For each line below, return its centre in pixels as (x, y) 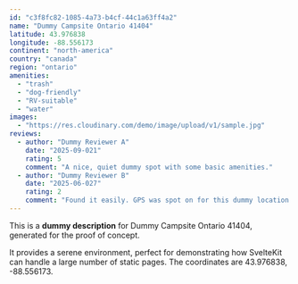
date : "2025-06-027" (63, 184)
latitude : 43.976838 (48, 34)
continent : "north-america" (62, 51)
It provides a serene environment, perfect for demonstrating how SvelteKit (146, 252)
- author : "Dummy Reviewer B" (73, 175)
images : (24, 117)
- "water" (35, 109)
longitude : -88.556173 (51, 42)
